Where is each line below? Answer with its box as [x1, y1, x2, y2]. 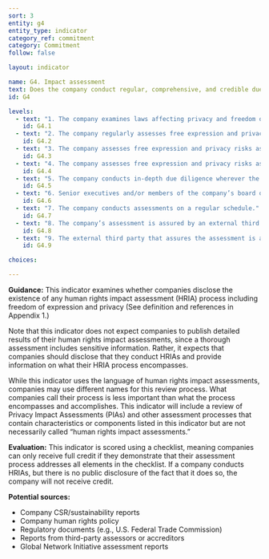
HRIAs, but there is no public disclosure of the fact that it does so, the [8, 468, 238, 477]
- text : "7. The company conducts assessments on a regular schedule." [15, 205, 260, 213]
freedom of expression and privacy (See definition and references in [8, 302, 234, 311]
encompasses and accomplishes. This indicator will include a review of [8, 402, 243, 411]
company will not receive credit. [8, 476, 114, 486]
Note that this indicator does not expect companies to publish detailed [8, 326, 240, 335]
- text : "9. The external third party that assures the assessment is [15, 234, 256, 242]
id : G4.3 [22, 152, 52, 160]
